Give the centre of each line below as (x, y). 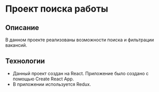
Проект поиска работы (57, 9)
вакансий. (16, 45)
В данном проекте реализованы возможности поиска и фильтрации (80, 40)
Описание (22, 28)
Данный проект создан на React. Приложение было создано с (81, 73)
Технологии (25, 61)
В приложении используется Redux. (52, 84)
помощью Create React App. (43, 79)
